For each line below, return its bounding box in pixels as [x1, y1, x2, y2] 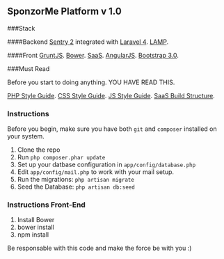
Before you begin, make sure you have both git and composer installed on [7, 125, 217, 133]
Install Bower [17, 216, 55, 224]
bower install [17, 223, 54, 232]
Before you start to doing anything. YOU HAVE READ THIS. [7, 78, 175, 86]
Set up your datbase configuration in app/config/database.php [17, 160, 196, 169]
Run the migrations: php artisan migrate [17, 175, 134, 184]
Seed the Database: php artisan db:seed [17, 182, 136, 191]
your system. [7, 132, 45, 141]
